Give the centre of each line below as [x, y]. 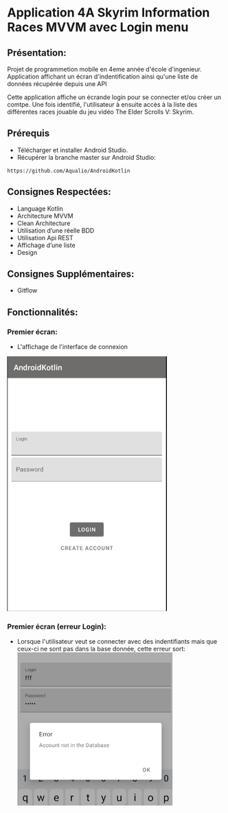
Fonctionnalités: [43, 312]
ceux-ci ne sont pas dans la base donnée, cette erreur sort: [101, 649]
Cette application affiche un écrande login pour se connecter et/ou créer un [114, 97]
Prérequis [28, 133]
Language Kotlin [40, 209]
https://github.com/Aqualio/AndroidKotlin [69, 171]
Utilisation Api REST [45, 237]
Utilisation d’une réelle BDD [56, 230]
